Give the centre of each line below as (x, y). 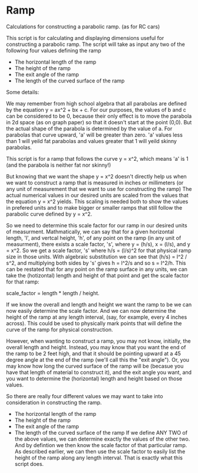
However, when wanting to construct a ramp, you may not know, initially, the (99, 341)
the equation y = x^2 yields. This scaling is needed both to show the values (97, 201)
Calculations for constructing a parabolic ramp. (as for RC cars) (83, 27)
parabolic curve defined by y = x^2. (49, 214)
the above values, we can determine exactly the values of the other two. (102, 439)
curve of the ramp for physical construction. (60, 329)
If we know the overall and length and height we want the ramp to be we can (99, 305)
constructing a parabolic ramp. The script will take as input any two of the (96, 44)
